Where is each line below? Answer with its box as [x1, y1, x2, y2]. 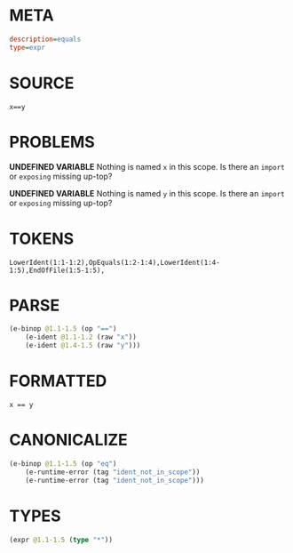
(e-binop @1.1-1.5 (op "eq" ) [9, 459, 117, 468]
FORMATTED [9, 371, 107, 391]
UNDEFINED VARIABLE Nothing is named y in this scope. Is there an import [9, 188, 286, 198]
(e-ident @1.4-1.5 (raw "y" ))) [25, 341, 141, 350]
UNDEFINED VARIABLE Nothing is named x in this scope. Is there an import [9, 161, 286, 172]
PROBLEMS [9, 132, 95, 152]
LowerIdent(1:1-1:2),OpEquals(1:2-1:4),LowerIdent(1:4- [9, 258, 220, 267]
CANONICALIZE [9, 430, 129, 450]
